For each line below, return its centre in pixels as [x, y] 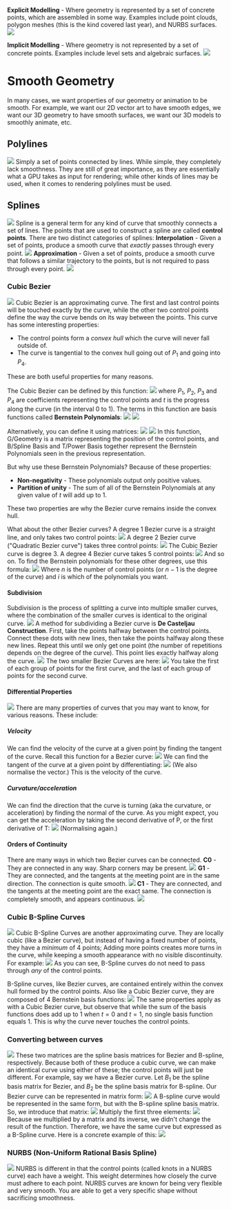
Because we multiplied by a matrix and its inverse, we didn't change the [109, 1119]
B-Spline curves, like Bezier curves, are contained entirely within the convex [115, 984]
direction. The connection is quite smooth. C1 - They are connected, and [114, 883]
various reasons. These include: [53, 715]
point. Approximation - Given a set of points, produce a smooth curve [111, 253]
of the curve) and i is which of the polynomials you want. [88, 577]
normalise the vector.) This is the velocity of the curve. [84, 772]
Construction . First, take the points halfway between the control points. [109, 631]
